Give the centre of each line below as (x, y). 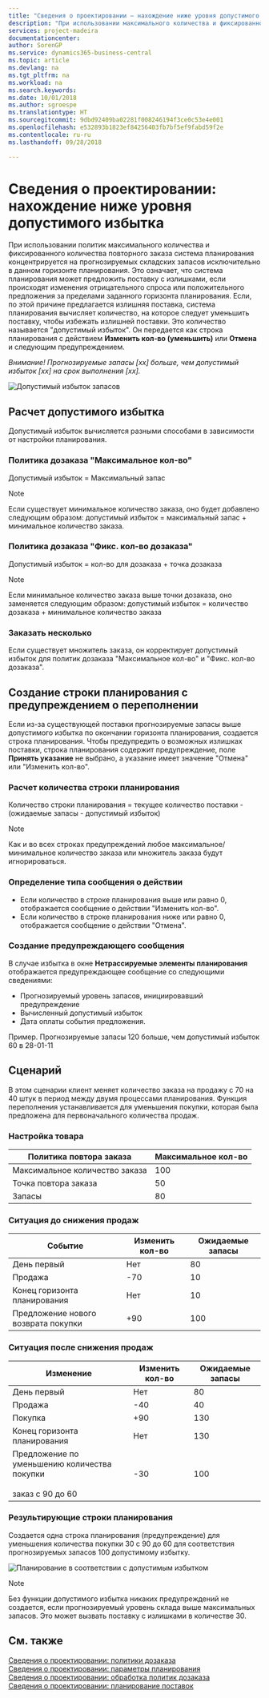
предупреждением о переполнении (103, 705)
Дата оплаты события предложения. (82, 1021)
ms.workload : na (35, 82)
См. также (36, 1641)
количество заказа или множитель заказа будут (140, 853)
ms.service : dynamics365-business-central (80, 53)
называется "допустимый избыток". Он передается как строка (116, 330)
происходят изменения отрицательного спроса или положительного (126, 287)
